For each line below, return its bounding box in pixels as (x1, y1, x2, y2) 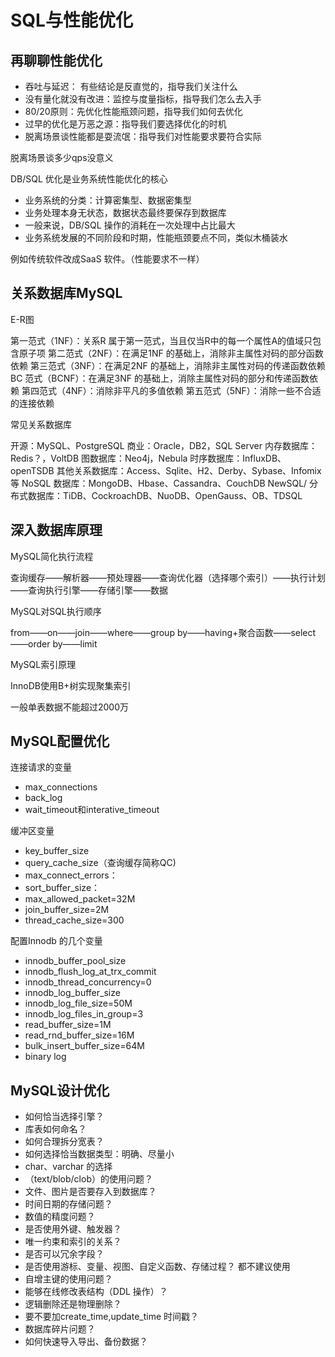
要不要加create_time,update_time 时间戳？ (24, 1311, 200, 1323)
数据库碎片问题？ (24, 1323, 96, 1335)
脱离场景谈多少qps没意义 (10, 152, 114, 163)
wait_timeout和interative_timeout (24, 804, 160, 816)
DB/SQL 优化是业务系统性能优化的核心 (10, 173, 168, 185)
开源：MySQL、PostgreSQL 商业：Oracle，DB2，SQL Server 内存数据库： (10, 439, 318, 451)
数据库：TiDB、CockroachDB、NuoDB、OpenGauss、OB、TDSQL (27, 489, 303, 501)
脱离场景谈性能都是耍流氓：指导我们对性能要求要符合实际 (24, 131, 262, 142)
